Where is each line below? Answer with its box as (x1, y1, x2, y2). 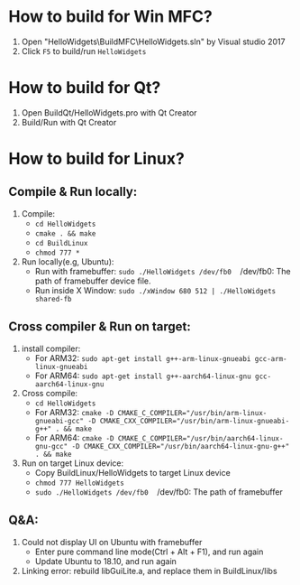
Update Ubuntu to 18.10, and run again (34, 555, 177, 566)
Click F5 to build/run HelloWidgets (21, 45, 147, 56)
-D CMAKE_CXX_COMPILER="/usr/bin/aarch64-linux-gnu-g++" (71, 441, 290, 450)
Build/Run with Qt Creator (21, 116, 117, 127)
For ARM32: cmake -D (34, 406, 114, 417)
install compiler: (21, 343, 81, 354)
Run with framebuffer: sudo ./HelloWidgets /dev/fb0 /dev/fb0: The (34, 265, 292, 276)
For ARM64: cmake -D (34, 432, 114, 443)
